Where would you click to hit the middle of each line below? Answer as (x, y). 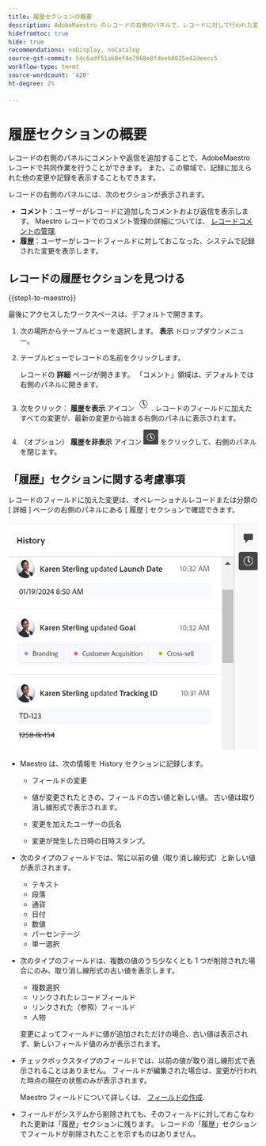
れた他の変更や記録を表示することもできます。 (84, 177)
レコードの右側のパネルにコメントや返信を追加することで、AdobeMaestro (129, 158)
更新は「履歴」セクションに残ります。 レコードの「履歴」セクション (145, 1124)
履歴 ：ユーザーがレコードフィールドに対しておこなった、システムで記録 (137, 241)
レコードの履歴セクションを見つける (97, 278)
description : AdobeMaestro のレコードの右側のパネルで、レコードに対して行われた (131, 25)
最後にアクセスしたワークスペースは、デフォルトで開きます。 (108, 314)
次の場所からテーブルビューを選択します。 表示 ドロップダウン (122, 331)
